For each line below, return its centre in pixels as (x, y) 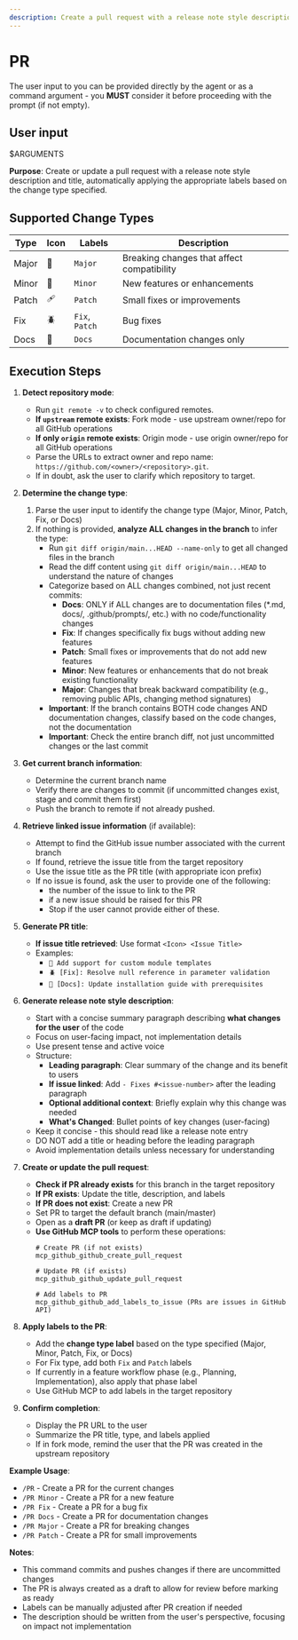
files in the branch (82, 557)
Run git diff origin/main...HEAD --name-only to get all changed (168, 548)
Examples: (54, 953)
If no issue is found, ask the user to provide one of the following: (153, 881)
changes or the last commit (98, 746)
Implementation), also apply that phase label (116, 1381)
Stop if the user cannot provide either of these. (134, 909)
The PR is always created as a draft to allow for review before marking (150, 1589)
